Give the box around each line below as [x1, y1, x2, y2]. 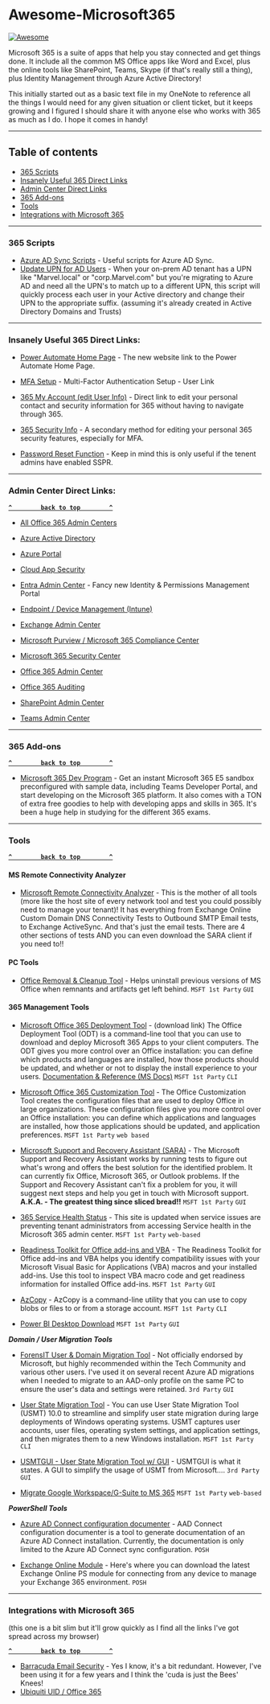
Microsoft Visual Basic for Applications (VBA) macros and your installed [19, 1262, 257, 1271]
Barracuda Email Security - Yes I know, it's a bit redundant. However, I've [19, 1661, 262, 1671]
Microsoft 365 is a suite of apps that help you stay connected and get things [8, 47, 261, 57]
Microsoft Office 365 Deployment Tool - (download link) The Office [19, 1020, 243, 1030]
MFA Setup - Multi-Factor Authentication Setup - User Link [19, 376, 215, 387]
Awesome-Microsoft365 [8, 6, 176, 24]
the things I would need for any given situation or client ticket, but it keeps [8, 97, 253, 107]
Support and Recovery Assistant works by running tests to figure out [19, 1154, 247, 1164]
